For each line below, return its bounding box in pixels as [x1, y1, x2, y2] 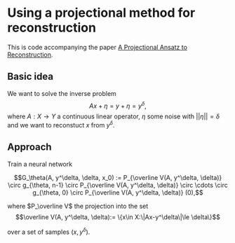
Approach [7, 141, 52, 153]
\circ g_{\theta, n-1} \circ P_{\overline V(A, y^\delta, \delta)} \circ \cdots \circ [8, 181, 228, 189]
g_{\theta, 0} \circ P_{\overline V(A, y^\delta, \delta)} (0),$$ [32, 188, 203, 197]
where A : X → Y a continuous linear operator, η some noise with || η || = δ [7, 112, 220, 120]
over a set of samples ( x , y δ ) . [7, 226, 90, 236]
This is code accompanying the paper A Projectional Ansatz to [7, 43, 188, 51]
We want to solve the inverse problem [7, 89, 117, 97]
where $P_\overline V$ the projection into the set [7, 202, 149, 210]
